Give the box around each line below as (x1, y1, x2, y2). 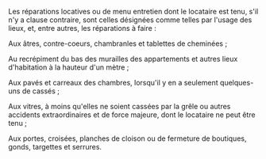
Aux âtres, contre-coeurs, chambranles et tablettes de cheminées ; (8, 39, 228, 48)
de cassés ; (21, 86, 60, 96)
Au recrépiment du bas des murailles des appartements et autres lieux (8, 55, 238, 63)
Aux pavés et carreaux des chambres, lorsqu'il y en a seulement (8, 78, 218, 87)
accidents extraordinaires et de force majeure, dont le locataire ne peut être (8, 110, 256, 119)
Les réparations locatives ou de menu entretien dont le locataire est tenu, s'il (8, 7, 259, 16)
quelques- (219, 78, 254, 87)
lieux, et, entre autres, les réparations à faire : (8, 24, 156, 32)
